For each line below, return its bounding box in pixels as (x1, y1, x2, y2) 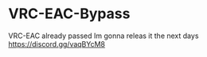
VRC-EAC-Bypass (8, 5, 131, 23)
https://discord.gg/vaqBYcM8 (8, 39, 106, 48)
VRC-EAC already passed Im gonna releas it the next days (8, 31, 199, 40)
